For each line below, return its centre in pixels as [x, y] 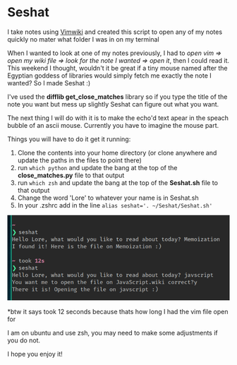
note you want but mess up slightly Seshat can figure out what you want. [113, 104]
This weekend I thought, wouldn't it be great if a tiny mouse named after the [117, 68]
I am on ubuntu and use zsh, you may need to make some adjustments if [113, 333]
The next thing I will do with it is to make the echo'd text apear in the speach [118, 118]
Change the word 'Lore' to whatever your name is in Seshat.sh [108, 198]
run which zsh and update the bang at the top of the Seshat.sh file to [118, 182]
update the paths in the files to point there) [80, 160]
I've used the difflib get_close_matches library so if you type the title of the [117, 97]
